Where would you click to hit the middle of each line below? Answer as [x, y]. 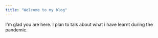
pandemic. [17, 30]
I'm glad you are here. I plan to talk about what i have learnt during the [79, 24]
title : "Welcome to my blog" [36, 10]
